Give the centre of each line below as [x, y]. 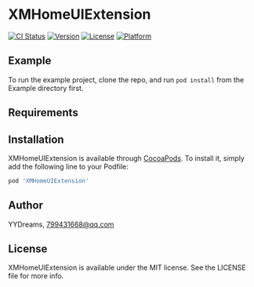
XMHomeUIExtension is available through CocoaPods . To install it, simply [126, 158]
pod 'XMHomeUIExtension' [49, 181]
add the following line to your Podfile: [69, 166]
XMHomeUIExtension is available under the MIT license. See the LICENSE [127, 267]
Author [25, 205]
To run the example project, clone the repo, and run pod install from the [126, 79]
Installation [36, 139]
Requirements [43, 113]
